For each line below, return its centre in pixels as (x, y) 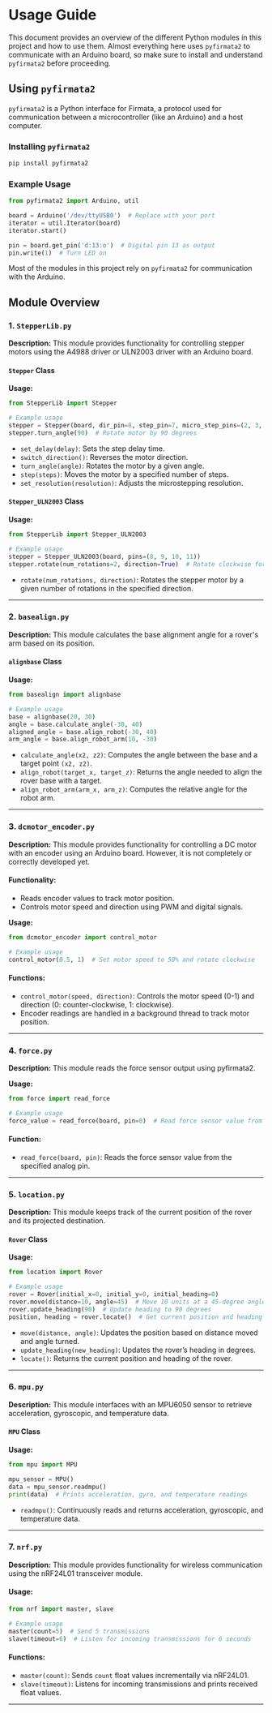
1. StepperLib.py (40, 325)
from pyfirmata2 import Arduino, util (74, 201)
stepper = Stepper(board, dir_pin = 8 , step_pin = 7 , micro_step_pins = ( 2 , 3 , (136, 426)
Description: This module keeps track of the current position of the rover (130, 1212)
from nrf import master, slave (61, 1609)
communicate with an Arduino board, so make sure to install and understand (136, 54)
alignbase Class (35, 662)
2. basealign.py (39, 616)
